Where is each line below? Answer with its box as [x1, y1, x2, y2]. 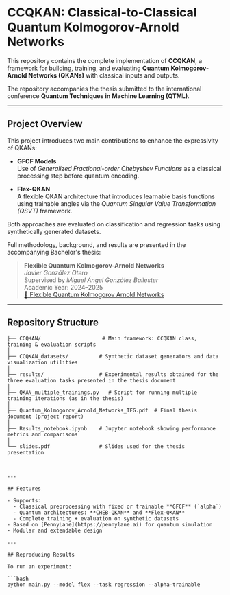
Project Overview [7, 118, 83, 130]
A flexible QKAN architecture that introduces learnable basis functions [16, 192, 216, 200]
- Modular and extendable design [7, 527, 103, 534]
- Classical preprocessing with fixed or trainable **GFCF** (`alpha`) [13, 503, 222, 510]
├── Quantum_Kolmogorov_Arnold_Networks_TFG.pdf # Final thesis [7, 407, 197, 414]
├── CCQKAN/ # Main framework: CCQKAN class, [7, 335, 197, 342]
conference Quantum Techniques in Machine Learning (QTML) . [7, 91, 190, 100]
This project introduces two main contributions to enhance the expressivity [7, 136, 219, 145]
